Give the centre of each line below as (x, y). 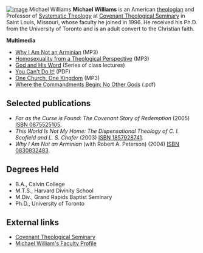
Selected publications (49, 103)
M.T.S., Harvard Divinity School (54, 191)
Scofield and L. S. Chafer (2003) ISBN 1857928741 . (79, 137)
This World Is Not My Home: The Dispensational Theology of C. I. (97, 131)
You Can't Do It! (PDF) (43, 72)
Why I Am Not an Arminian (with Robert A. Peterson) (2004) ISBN (97, 144)
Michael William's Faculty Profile (56, 243)
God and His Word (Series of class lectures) (70, 65)
